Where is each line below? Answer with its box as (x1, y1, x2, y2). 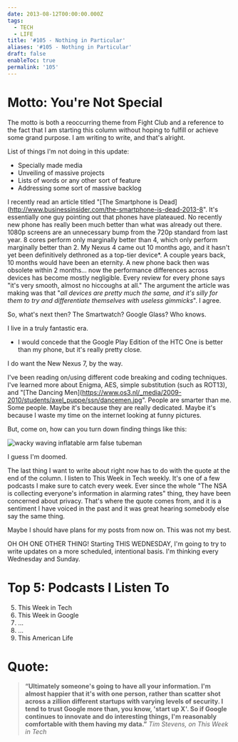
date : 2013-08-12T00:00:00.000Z (7, 10, 103, 18)
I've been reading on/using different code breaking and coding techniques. (7, 373, 228, 381)
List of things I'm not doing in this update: (7, 147, 130, 156)
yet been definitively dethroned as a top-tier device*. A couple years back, (7, 251, 226, 259)
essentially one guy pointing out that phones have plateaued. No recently (7, 212, 222, 221)
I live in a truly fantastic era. (7, 324, 89, 332)
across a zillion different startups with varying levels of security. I (24, 697, 223, 706)
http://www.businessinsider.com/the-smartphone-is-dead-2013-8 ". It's (9, 205, 219, 214)
